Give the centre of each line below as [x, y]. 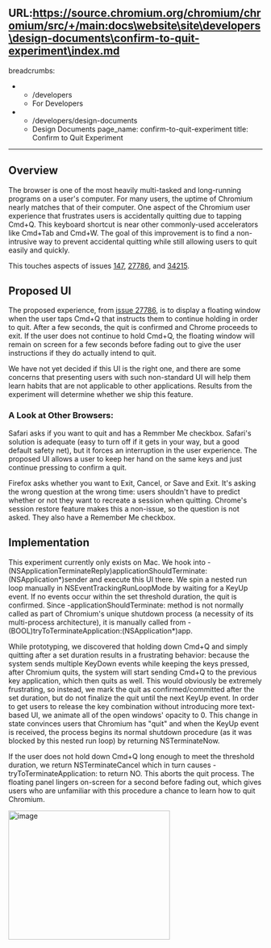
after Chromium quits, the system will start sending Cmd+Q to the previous [133, 672]
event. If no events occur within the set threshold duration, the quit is [123, 596]
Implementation [49, 543]
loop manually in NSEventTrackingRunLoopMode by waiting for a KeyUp [128, 587]
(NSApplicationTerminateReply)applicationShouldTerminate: [108, 570]
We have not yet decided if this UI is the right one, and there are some [125, 369]
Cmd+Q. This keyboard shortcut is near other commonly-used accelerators [133, 224]
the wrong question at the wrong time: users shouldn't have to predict [124, 491]
